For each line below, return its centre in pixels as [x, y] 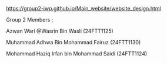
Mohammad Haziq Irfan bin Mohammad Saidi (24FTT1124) [77, 54]
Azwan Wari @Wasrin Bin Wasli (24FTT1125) [60, 31]
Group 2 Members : [30, 20]
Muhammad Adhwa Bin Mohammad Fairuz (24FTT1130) [74, 42]
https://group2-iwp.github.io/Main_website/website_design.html [83, 8]
